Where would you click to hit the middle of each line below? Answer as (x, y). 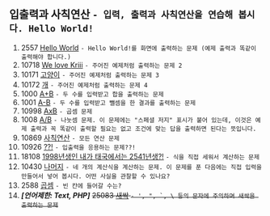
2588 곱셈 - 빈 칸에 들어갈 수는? (71, 185)
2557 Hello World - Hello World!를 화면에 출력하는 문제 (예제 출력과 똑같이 (139, 48)
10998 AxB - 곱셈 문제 (56, 111)
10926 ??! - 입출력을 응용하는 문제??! (78, 146)
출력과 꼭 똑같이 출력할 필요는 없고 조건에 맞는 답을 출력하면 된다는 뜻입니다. (143, 129)
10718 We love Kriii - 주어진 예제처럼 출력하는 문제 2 (101, 65)
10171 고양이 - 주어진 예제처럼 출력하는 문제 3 (90, 74)
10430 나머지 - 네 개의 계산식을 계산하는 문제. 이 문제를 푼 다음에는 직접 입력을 (141, 166)
